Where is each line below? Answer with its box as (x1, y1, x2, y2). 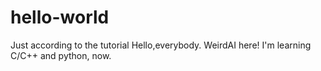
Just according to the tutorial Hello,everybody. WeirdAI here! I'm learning (10, 39, 312, 51)
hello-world (10, 6, 110, 29)
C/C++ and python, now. (10, 49, 112, 61)
